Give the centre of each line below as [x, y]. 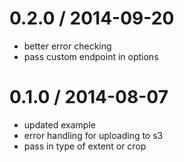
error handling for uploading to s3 [93, 135]
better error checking [67, 46]
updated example [59, 124]
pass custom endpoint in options [91, 56]
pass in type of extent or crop [85, 146]
